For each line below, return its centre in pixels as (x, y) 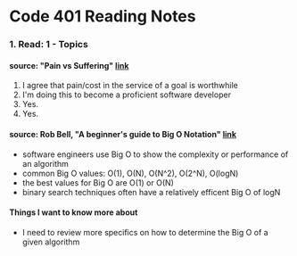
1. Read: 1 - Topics (49, 45)
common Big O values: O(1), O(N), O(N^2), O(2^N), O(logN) (130, 173)
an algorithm (45, 163)
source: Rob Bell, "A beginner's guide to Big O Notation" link (123, 134)
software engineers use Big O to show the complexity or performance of (155, 154)
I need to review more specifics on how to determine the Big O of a (145, 232)
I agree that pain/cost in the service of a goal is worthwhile (130, 86)
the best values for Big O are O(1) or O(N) (98, 182)
